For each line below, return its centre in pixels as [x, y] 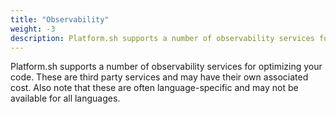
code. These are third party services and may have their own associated [159, 77]
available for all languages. [65, 98]
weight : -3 [33, 29]
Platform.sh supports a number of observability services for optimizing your [166, 67]
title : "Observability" [60, 19]
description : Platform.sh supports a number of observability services [162, 38]
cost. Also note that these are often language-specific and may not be [154, 88]
